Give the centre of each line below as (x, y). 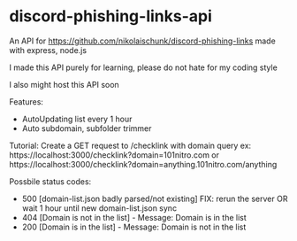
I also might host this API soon (64, 84)
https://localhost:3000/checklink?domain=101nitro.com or (114, 155)
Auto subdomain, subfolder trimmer (87, 128)
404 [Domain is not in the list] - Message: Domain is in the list (134, 217)
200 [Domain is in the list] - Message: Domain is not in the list (134, 227)
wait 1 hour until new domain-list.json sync (99, 208)
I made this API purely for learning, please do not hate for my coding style (144, 67)
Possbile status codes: (50, 181)
